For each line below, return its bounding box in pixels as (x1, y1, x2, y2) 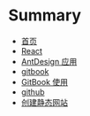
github (20, 86, 45, 97)
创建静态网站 (20, 97, 68, 107)
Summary (8, 5, 81, 26)
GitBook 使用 (20, 76, 68, 87)
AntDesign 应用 (20, 56, 78, 66)
